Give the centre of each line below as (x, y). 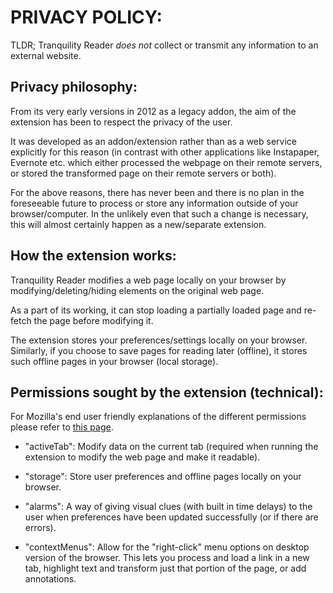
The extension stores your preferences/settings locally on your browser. (159, 340)
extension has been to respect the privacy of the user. (121, 122)
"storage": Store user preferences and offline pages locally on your (163, 477)
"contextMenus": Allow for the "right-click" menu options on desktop (167, 547)
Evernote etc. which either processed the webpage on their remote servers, (166, 162)
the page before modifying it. (93, 320)
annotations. (50, 579)
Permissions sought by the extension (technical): (167, 392)
